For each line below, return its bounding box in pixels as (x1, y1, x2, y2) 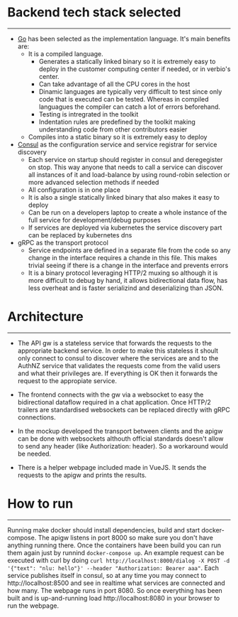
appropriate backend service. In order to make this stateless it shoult (17, 346, 218, 355)
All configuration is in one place (28, 186, 120, 194)
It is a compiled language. (28, 49, 104, 58)
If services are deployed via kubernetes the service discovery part (28, 223, 222, 232)
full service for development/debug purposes (28, 215, 161, 224)
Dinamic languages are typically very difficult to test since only (38, 87, 222, 96)
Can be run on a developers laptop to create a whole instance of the (28, 208, 227, 217)
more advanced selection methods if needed (28, 178, 159, 186)
